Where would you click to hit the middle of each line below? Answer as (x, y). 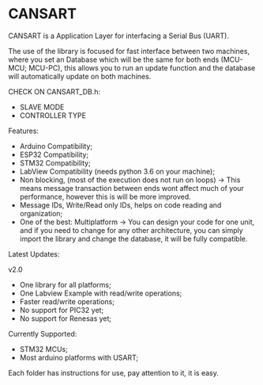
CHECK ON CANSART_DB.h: (54, 91)
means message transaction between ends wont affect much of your (132, 188)
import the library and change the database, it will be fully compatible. (133, 238)
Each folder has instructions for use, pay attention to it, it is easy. (114, 372)
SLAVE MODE (42, 107)
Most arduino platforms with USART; (79, 357)
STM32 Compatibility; (55, 162)
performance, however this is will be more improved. (105, 196)
